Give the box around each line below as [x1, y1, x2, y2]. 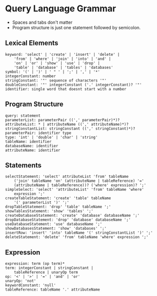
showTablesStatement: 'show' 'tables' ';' [5, 209, 94, 214]
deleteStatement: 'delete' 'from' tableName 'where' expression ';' [5, 235, 149, 240]
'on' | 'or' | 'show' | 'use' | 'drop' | [14, 60, 100, 66]
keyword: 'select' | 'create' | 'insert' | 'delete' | [5, 52, 120, 57]
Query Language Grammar [5, 3, 117, 14]
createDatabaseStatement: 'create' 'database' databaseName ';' [5, 213, 140, 218]
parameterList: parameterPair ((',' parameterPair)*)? [5, 117, 120, 123]
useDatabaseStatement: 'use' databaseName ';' [5, 222, 102, 227]
